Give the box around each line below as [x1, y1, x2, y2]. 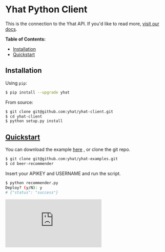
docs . [5, 26, 17, 32]
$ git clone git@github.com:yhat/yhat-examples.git [5, 157, 118, 162]
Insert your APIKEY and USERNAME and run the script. [5, 170, 121, 177]
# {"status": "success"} [5, 190, 58, 195]
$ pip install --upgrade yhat [5, 90, 70, 95]
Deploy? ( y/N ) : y [5, 185, 43, 190]
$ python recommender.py [5, 180, 58, 185]
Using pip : [5, 80, 27, 86]
